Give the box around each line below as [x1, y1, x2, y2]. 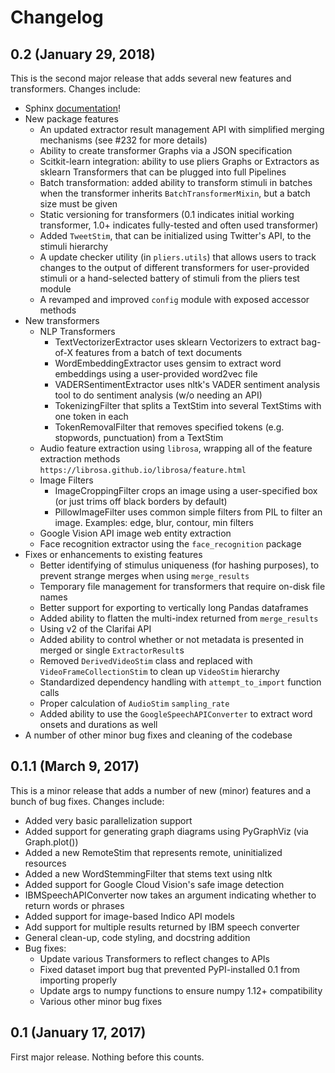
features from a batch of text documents [75, 347, 243, 358]
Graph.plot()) [24, 836, 79, 848]
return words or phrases [24, 899, 125, 911]
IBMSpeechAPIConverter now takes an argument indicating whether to [24, 889, 317, 901]
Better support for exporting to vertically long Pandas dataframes [39, 602, 309, 613]
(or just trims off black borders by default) [54, 496, 228, 507]
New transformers [24, 315, 100, 326]
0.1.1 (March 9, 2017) [10, 758, 140, 775]
